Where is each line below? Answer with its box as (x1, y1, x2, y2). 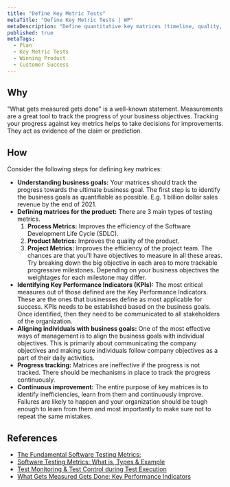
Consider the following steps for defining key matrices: (7, 165, 163, 173)
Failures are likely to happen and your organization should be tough (16, 398, 208, 406)
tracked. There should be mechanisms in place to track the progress (16, 369, 211, 377)
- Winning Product (13, 55, 67, 62)
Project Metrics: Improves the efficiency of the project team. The (27, 244, 213, 252)
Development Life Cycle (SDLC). (27, 230, 119, 238)
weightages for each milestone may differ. (27, 273, 147, 282)
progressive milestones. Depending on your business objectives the (27, 266, 220, 274)
